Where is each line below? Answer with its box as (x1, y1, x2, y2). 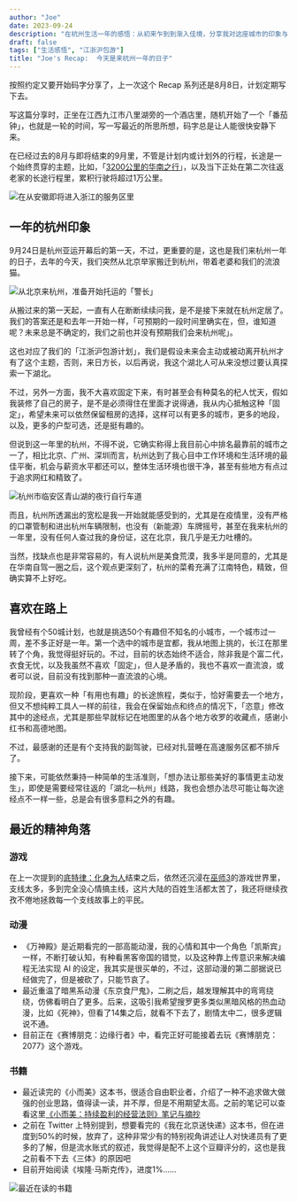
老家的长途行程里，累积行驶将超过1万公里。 (9, 173, 168, 182)
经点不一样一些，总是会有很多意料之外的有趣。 (9, 794, 179, 804)
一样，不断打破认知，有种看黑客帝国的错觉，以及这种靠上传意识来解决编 (21, 951, 286, 962)
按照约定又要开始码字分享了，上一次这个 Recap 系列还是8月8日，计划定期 (9, 80, 278, 89)
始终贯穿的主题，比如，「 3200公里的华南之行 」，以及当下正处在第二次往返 (16, 161, 285, 172)
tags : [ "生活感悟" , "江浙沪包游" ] (9, 46, 125, 55)
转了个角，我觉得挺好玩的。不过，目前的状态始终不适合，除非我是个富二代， (9, 648, 288, 659)
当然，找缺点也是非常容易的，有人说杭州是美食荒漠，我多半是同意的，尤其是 (9, 550, 288, 561)
